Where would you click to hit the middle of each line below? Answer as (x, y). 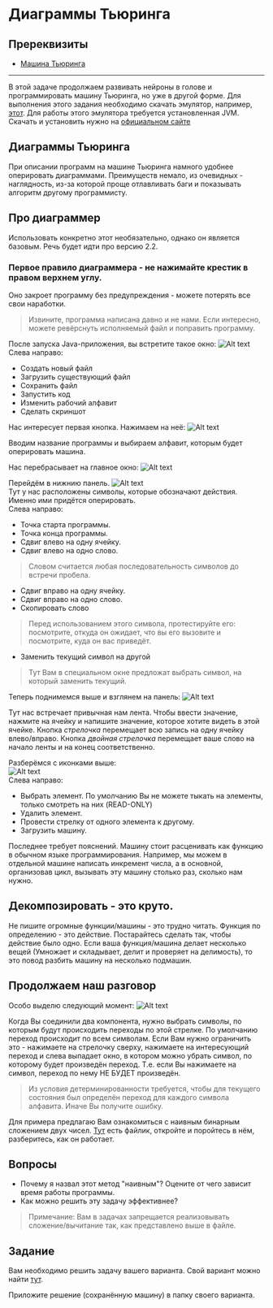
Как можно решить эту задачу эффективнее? (99, 1201)
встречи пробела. (59, 574)
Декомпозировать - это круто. (91, 906)
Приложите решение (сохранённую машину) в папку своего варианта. (132, 1295)
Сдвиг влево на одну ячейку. (71, 542)
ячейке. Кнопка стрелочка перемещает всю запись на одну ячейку (126, 730)
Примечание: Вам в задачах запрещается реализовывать (129, 1217)
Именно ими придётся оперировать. (72, 500)
